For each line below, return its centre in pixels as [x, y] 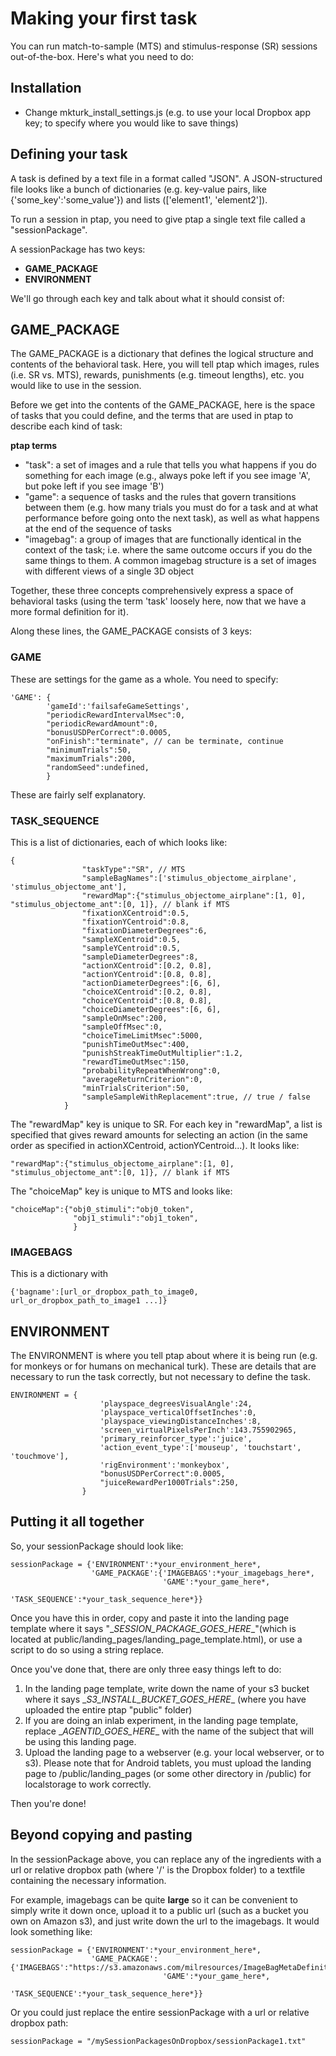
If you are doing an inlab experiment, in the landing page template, [161, 1720]
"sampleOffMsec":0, [122, 1027]
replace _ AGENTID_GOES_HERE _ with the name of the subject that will [169, 1731]
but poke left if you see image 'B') [94, 486]
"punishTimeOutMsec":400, [135, 1044]
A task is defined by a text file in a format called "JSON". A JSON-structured [166, 178]
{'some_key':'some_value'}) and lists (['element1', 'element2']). [139, 199]
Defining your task [69, 154]
